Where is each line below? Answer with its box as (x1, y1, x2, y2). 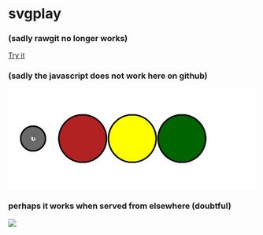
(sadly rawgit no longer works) (8, 33, 128, 44)
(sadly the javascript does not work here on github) (8, 70, 208, 81)
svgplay (8, 5, 61, 23)
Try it (8, 50, 25, 60)
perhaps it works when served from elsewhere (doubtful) (8, 200, 232, 211)
